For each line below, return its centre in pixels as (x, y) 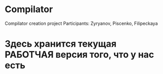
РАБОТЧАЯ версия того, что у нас (79, 55)
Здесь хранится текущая (61, 44)
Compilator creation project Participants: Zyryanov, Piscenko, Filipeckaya (81, 23)
